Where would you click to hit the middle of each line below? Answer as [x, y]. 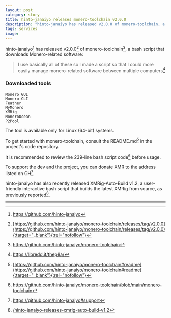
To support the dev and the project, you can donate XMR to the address [81, 167]
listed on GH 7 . [20, 172]
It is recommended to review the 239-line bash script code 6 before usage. [83, 157]
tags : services [21, 29]
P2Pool [12, 121]
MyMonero [15, 107]
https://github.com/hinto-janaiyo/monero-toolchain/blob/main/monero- [87, 285]
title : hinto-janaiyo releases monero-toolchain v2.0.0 [66, 19]
